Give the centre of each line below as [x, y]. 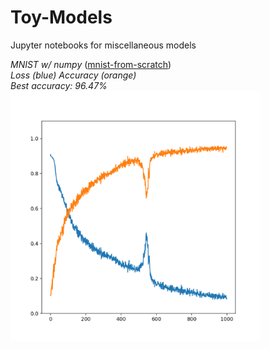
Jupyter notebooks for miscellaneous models [103, 45]
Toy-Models [61, 17]
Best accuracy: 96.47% [59, 85]
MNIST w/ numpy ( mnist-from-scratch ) [91, 64]
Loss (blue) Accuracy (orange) [73, 75]
